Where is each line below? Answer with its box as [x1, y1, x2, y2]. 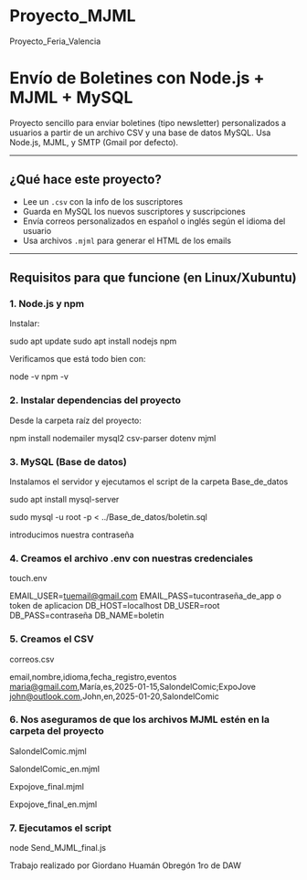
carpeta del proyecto [9, 725, 105, 737]
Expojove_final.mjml [9, 780, 85, 791]
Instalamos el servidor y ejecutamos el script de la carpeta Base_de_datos [9, 476, 289, 487]
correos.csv [9, 653, 55, 664]
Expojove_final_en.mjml [9, 799, 98, 810]
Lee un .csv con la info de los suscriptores [22, 196, 184, 207]
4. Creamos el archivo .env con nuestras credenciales [9, 552, 254, 565]
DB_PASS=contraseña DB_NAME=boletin [9, 610, 164, 621]
